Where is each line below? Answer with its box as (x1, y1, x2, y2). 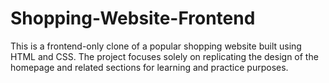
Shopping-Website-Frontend (10, 7, 256, 30)
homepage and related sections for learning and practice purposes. (10, 61, 289, 73)
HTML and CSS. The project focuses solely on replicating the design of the (10, 50, 319, 62)
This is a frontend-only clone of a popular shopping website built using (10, 40, 302, 52)
